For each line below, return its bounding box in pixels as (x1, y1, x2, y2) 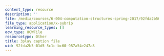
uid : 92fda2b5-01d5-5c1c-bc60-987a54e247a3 (5, 43, 95, 48)
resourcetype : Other (5, 35, 47, 39)
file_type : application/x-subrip (5, 20, 73, 26)
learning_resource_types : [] (5, 25, 64, 30)
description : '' (5, 12, 38, 17)
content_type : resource (5, 7, 54, 12)
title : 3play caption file (5, 39, 60, 44)
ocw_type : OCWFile (5, 30, 42, 35)
